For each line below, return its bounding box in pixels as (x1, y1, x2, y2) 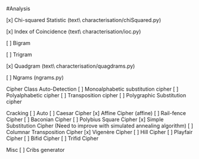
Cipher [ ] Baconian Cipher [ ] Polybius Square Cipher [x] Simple (6, 116, 164, 123)
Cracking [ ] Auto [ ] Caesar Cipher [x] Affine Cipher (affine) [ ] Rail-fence (6, 110, 186, 116)
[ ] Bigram (6, 40, 31, 46)
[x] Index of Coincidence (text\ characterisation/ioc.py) (6, 28, 141, 35)
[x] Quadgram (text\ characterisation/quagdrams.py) (6, 62, 135, 69)
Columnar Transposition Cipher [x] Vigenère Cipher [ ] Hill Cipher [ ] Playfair (6, 129, 193, 135)
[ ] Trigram (6, 51, 33, 58)
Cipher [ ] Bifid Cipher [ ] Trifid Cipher (6, 135, 99, 142)
